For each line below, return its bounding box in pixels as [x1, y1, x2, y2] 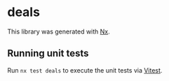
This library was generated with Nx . [7, 27, 110, 36]
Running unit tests [7, 47, 89, 59]
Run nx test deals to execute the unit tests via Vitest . [7, 66, 163, 74]
